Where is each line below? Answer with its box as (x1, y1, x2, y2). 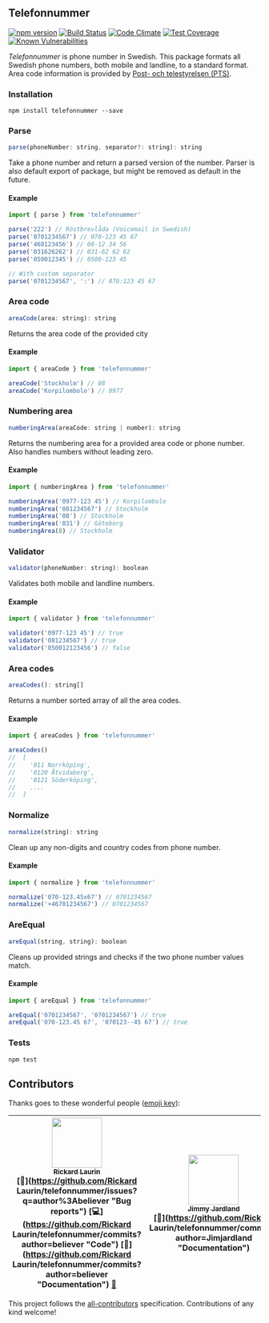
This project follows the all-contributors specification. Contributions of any (8, 1299, 255, 1309)
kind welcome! (8, 1308, 57, 1317)
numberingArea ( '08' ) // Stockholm (8, 512, 124, 520)
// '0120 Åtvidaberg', (8, 768, 94, 776)
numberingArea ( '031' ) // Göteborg (8, 519, 124, 527)
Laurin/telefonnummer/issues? (16, 1185, 138, 1197)
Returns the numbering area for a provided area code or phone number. (8, 438, 245, 447)
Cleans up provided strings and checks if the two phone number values (8, 952, 244, 961)
